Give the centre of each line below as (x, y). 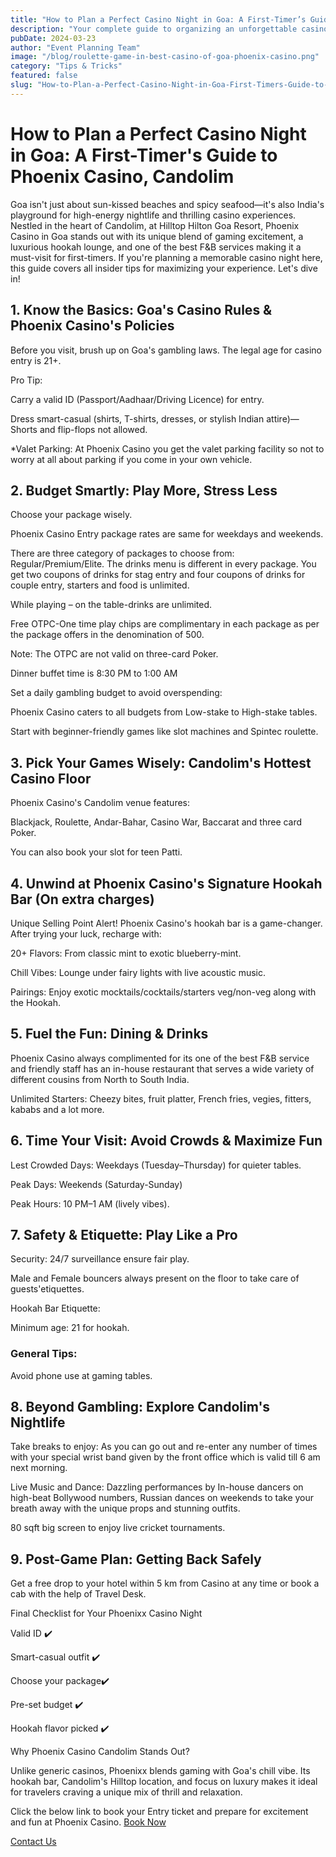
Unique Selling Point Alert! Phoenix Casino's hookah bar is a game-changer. (166, 923)
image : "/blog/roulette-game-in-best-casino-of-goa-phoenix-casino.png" (165, 57)
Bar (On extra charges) (82, 899)
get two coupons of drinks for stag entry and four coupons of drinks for (158, 575)
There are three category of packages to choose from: (122, 553)
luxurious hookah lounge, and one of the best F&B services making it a (156, 247)
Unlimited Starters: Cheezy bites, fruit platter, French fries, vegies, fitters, (161, 1098)
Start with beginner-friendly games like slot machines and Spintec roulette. (164, 732)
